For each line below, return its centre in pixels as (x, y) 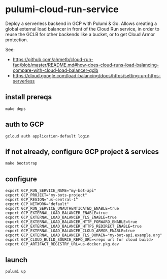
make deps (16, 109)
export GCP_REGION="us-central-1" (42, 200)
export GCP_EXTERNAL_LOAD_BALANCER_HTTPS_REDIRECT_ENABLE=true (74, 227)
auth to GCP (25, 124)
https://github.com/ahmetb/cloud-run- (53, 59)
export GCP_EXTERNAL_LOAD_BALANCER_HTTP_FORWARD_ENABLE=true (71, 222)
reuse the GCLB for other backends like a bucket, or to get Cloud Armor (80, 34)
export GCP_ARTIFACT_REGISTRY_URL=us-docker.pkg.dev (62, 244)
